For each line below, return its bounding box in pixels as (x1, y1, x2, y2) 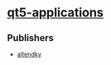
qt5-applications (7, 5, 104, 21)
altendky (16, 50, 42, 58)
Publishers (7, 32, 54, 44)
